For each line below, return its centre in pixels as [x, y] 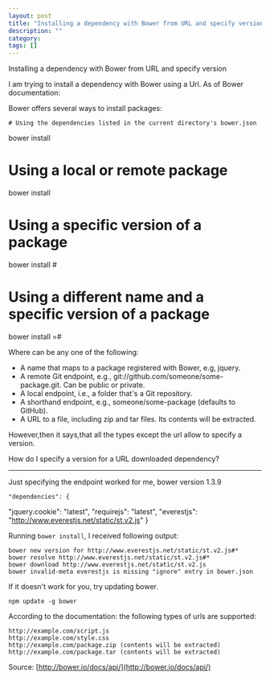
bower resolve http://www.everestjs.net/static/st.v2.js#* [109, 557]
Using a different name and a [106, 297]
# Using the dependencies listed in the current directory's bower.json [133, 123]
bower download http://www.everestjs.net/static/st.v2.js [107, 564]
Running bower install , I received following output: [94, 535]
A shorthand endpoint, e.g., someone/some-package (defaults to [127, 402]
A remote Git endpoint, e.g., [66, 376]
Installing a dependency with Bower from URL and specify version [118, 68]
